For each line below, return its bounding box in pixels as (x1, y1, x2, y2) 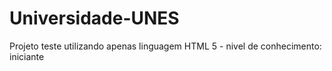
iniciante (9, 50, 45, 62)
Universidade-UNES (9, 7, 180, 30)
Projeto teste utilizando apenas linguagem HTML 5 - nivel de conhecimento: (9, 40, 322, 52)
